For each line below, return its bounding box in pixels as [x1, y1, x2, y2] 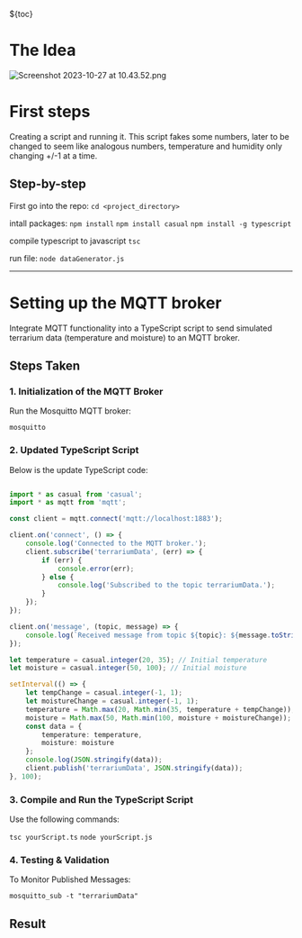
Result [9, 915, 47, 932]
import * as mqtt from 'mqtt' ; [9, 498, 127, 507]
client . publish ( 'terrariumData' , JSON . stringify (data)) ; [25, 764, 244, 773]
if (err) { [41, 555, 83, 565]
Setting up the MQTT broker [9, 293, 222, 313]
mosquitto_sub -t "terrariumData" [9, 892, 139, 901]
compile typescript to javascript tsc [9, 235, 141, 246]
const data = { [25, 722, 83, 731]
